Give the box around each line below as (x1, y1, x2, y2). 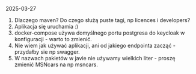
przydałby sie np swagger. (14, 48, 81, 55)
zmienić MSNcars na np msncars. (14, 61, 99, 68)
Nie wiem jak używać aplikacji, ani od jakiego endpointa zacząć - (14, 42, 176, 49)
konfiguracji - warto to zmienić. (14, 36, 93, 42)
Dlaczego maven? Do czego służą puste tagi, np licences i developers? (14, 17, 191, 23)
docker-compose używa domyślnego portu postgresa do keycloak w (14, 29, 185, 36)
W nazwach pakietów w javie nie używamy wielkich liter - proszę (14, 55, 176, 61)
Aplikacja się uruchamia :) (14, 23, 79, 30)
